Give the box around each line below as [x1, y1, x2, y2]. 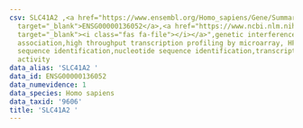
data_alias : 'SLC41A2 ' [9, 64, 99, 73]
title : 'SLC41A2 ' [9, 105, 78, 114]
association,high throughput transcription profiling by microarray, [17, 38, 284, 48]
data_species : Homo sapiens [9, 88, 115, 97]
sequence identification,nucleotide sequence [17, 47, 192, 56]
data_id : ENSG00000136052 [9, 72, 106, 81]
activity [17, 55, 50, 64]
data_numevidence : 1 [9, 80, 87, 89]
